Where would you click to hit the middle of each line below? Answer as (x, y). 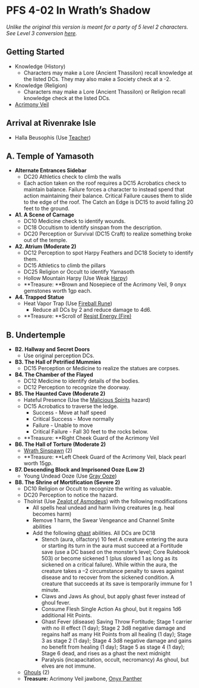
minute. (51, 590)
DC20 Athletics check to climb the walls (72, 177)
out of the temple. (45, 240)
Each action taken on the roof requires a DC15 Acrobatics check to (105, 183)
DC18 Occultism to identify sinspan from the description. (93, 228)
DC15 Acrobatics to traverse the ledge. (71, 407)
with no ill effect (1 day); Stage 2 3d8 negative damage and (113, 628)
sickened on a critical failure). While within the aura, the (109, 565)
